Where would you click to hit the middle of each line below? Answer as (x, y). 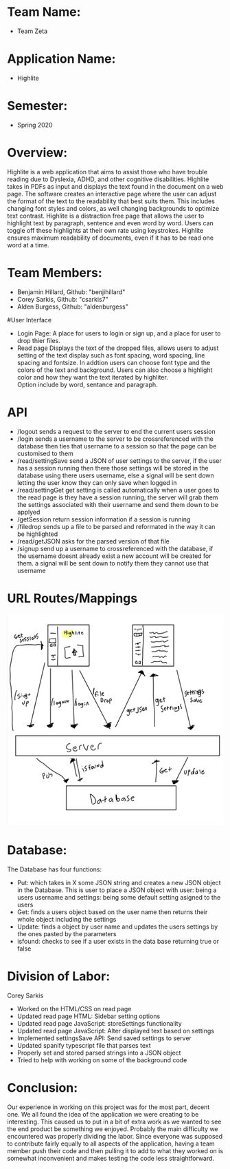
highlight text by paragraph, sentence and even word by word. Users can (111, 223)
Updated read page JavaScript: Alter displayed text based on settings (116, 1031)
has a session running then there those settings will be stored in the (113, 468)
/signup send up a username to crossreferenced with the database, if (115, 548)
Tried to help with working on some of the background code (102, 1060)
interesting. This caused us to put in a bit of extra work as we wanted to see (114, 1122)
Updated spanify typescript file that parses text (84, 1046)
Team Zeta (32, 31)
